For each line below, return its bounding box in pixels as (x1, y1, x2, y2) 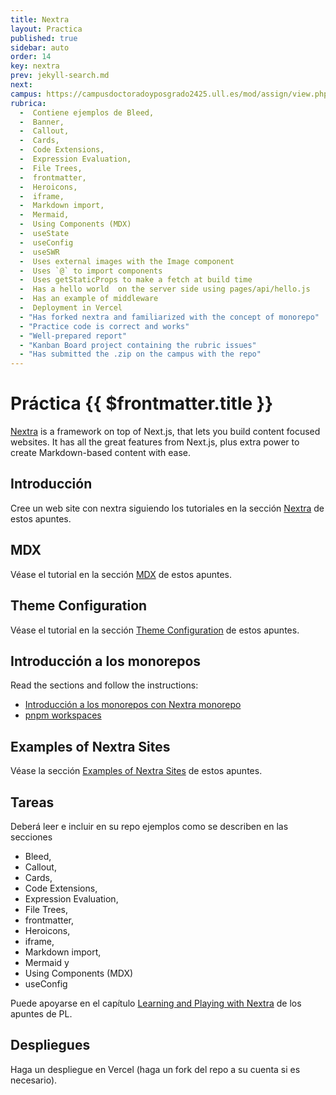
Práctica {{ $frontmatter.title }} (10, 392, 274, 415)
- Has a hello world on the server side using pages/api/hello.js (19, 284, 311, 295)
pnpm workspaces (24, 709, 102, 721)
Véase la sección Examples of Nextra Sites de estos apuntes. (10, 765, 263, 777)
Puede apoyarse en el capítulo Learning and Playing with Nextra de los (10, 997, 302, 1009)
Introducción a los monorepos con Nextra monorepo (24, 699, 242, 711)
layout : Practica (10, 24, 83, 34)
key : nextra (10, 61, 60, 71)
